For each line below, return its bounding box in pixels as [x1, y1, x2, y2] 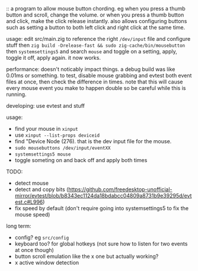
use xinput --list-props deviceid [14, 131, 100, 138]
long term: [6, 222, 31, 230]
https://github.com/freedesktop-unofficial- [68, 186, 173, 193]
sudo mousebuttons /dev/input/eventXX [14, 145, 111, 151]
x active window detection [14, 259, 79, 266]
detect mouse [14, 180, 49, 186]
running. [6, 91, 27, 98]
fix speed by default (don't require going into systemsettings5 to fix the [14, 205, 189, 212]
